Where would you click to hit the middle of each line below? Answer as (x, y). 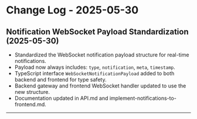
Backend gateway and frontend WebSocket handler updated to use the (100, 86)
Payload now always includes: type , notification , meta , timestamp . (95, 67)
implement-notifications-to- (143, 98)
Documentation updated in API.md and (61, 98)
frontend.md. (30, 104)
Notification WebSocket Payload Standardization (97, 32)
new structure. (32, 92)
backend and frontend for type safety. (60, 80)
